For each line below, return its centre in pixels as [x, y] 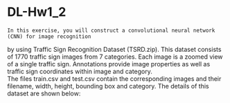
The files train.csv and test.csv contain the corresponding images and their [114, 78]
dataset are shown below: [44, 93]
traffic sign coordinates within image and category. [80, 71]
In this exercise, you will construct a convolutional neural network [111, 30]
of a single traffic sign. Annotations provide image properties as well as [109, 64]
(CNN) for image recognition [49, 36]
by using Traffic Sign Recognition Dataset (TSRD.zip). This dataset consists [114, 49]
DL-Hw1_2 [37, 12]
